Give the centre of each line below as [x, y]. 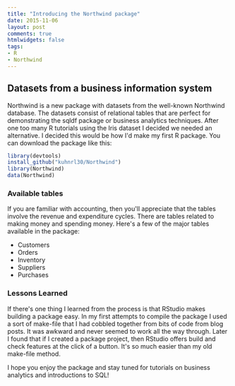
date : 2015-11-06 [33, 20]
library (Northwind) [36, 169]
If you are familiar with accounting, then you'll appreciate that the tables [112, 209]
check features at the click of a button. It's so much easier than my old [110, 346]
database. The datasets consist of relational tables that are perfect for [109, 113]
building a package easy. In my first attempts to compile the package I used [117, 316]
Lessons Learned [38, 294]
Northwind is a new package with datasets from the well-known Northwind [116, 105]
